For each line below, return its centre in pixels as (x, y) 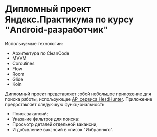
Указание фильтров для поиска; (46, 119)
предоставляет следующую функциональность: (55, 104)
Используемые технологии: (34, 43)
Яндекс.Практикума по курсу (69, 19)
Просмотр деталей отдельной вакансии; (55, 124)
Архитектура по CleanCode (41, 53)
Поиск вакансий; (30, 113)
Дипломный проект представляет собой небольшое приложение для (78, 94)
